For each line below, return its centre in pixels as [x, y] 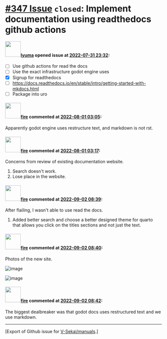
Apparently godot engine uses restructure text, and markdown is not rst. [79, 128]
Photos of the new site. [29, 259]
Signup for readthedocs [37, 77]
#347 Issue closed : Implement [68, 9]
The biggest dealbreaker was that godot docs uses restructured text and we [83, 312]
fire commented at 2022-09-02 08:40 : [62, 247]
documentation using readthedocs [78, 19]
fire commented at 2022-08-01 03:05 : [61, 117]
